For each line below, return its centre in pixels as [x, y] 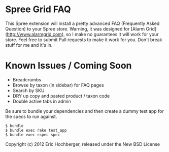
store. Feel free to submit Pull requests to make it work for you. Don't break [84, 40]
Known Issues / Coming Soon [69, 66]
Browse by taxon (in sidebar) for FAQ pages [58, 85]
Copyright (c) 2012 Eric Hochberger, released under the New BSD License [83, 144]
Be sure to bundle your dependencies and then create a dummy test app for [84, 111]
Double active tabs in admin [42, 101]
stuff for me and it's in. [29, 45]
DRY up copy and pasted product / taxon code [61, 96]
